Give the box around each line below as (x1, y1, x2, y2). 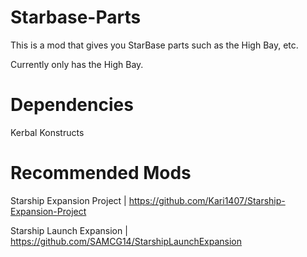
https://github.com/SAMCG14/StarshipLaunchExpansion (10, 235, 243, 247)
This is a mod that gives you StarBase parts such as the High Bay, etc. (10, 39, 299, 51)
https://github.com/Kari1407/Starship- (128, 194, 286, 206)
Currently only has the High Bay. (10, 58, 144, 70)
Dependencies (10, 94, 134, 116)
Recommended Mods (10, 162, 192, 185)
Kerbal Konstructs (10, 126, 85, 138)
